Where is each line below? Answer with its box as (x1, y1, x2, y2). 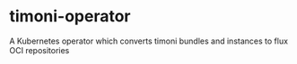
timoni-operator (9, 6, 132, 27)
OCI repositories (9, 44, 70, 55)
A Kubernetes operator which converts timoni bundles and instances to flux (9, 36, 289, 46)
